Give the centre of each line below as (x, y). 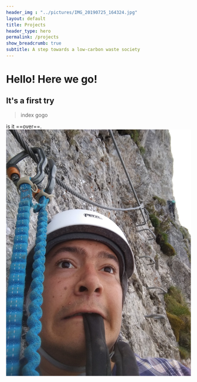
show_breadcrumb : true (34, 43)
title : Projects (26, 25)
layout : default (26, 18)
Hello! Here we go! (52, 80)
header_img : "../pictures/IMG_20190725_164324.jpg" (72, 12)
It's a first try (30, 101)
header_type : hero (28, 31)
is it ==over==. (24, 126)
